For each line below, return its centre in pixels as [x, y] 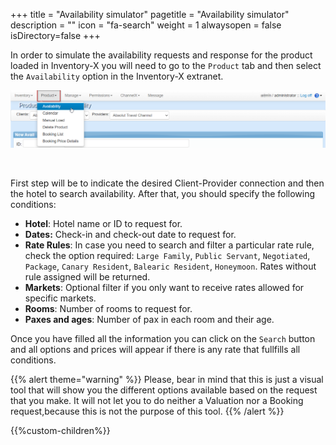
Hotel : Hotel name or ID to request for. [103, 224]
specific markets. [60, 298]
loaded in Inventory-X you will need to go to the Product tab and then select [166, 65]
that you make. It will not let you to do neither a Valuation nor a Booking [157, 401]
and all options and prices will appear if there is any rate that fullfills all [155, 350]
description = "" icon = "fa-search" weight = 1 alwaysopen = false [146, 25]
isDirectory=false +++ [55, 35]
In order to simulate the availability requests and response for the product [161, 55]
